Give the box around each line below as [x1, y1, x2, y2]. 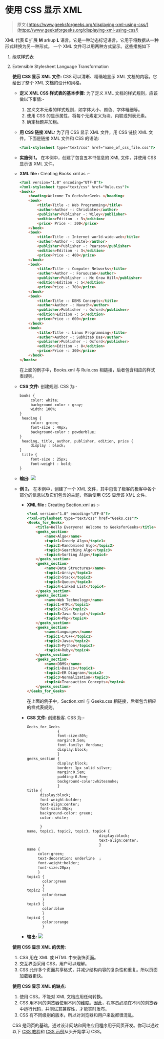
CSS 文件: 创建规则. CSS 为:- [19, 383, 78, 389]
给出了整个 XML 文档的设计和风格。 [12, 79, 84, 86]
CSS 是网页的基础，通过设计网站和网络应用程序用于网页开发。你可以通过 [12, 1022, 159, 1028]
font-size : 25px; [30, 457, 68, 462]
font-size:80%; [57, 734, 88, 739]
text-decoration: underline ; [38, 856, 102, 861]
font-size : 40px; [30, 425, 68, 430]
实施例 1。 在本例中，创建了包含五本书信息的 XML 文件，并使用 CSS [19, 155, 157, 161]
